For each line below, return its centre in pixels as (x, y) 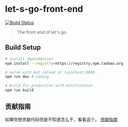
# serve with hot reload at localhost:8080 (50, 72)
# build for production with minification (49, 86)
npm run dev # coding (27, 77)
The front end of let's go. (42, 32)
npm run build (20, 90)
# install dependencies (29, 59)
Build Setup (23, 48)
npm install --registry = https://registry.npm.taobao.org (64, 63)
